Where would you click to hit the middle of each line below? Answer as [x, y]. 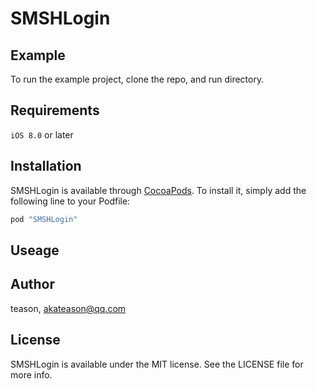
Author [32, 284]
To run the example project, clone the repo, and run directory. [137, 79]
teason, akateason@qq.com [68, 308]
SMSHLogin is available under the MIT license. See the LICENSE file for [157, 364]
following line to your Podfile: [70, 201]
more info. [31, 374]
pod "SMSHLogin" [44, 219]
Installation [46, 166]
